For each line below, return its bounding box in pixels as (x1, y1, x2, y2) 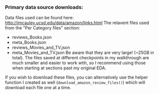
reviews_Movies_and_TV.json (12, 45, 70, 51)
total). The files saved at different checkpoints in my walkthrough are (12, 55, 149, 61)
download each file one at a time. (5, 85, 72, 91)
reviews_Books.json (12, 34, 52, 40)
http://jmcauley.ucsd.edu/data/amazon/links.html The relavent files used (5, 20, 149, 26)
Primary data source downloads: (5, 4, 84, 11)
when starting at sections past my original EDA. (12, 65, 106, 71)
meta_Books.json (12, 40, 47, 45)
